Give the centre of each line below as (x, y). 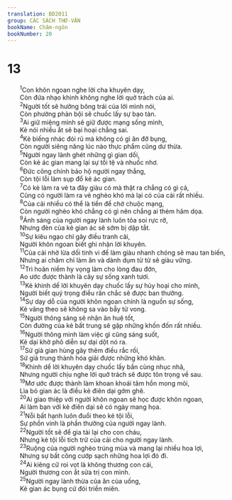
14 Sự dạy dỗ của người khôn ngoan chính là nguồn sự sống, (107, 301)
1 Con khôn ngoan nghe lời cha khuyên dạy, (83, 89)
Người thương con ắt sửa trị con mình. (75, 472)
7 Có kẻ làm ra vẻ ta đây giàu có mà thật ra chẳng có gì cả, (105, 187)
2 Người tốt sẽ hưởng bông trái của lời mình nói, (88, 105)
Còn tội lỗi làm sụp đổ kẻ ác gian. (68, 179)
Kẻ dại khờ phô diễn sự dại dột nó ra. (74, 341)
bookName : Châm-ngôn (38, 27)
